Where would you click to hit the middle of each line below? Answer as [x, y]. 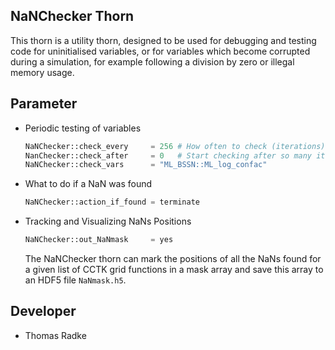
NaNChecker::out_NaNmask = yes [99, 240]
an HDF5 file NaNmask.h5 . [75, 280]
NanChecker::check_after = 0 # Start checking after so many [168, 155]
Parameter [44, 104]
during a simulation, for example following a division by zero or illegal [152, 61]
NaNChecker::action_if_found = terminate [112, 202]
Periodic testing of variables [83, 128]
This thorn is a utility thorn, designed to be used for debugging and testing [163, 40]
